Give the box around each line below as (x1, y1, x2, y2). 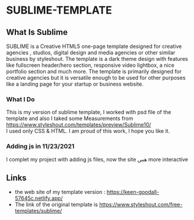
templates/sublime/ (14, 208, 62, 215)
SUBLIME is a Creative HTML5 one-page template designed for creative (6, 43, 182, 50)
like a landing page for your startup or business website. (6, 80, 144, 88)
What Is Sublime (6, 27, 68, 37)
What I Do (6, 95, 35, 103)
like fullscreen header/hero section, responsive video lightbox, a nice (6, 62, 175, 69)
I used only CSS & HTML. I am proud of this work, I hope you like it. (6, 128, 170, 135)
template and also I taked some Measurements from (6, 115, 133, 122)
